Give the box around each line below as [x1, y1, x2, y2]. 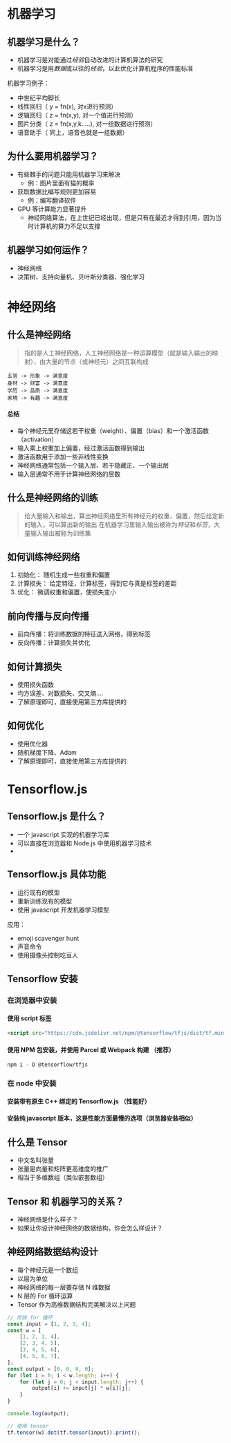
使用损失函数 [17, 681, 54, 689]
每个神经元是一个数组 [17, 1265, 78, 1274]
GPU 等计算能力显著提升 [17, 205, 87, 213]
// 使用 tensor [7, 1422, 49, 1429]
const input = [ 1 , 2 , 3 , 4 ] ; [7, 1321, 91, 1327]
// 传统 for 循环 [7, 1314, 53, 1321]
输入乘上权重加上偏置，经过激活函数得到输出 [17, 443, 145, 452]
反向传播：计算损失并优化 [17, 638, 91, 647]
